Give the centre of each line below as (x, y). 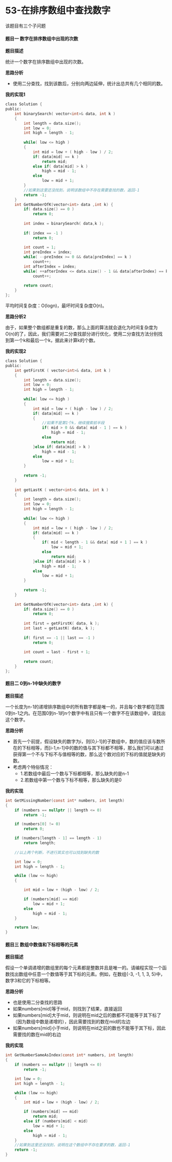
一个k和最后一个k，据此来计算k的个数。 (56, 340)
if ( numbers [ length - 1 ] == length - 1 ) (58, 838)
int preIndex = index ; (48, 252)
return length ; (40, 843)
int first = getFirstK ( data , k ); (62, 624)
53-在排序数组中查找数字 (58, 11)
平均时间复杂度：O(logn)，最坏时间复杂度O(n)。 (56, 306)
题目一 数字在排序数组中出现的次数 (42, 39)
